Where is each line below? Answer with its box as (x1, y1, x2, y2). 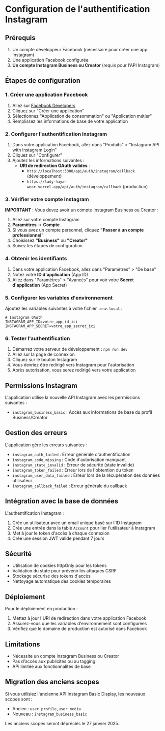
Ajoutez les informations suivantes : (12, 157, 84, 163)
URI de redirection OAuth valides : (19, 163, 90, 168)
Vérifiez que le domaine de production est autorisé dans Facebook (12, 626, 147, 631)
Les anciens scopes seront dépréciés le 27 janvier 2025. (5, 720, 119, 726)
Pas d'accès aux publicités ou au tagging (12, 659, 96, 665)
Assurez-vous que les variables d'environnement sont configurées (12, 621, 147, 627)
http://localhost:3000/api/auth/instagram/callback (27, 168, 135, 173)
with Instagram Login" (12, 147, 57, 153)
